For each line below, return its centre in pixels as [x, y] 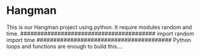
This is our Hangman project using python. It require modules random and [99, 27]
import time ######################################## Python [99, 40]
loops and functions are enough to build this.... [65, 46]
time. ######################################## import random [100, 33]
